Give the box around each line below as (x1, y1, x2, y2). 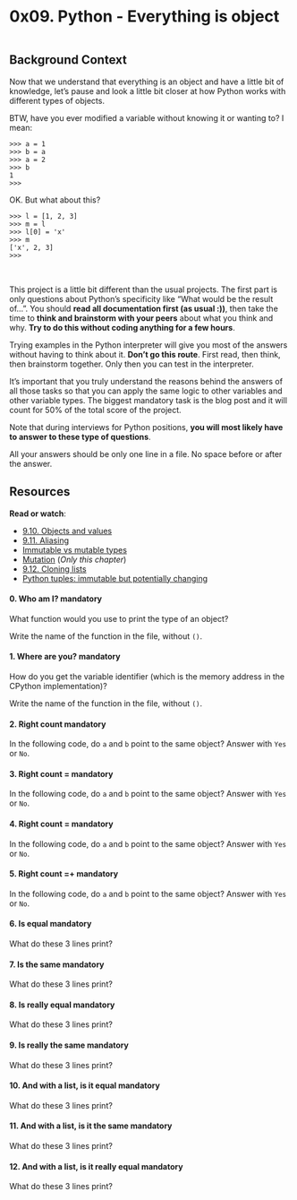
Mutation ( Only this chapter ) (21, 554, 127, 565)
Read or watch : (9, 508, 67, 519)
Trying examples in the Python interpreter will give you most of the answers (9, 339, 288, 350)
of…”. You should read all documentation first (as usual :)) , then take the (9, 303, 279, 314)
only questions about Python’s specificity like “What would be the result (9, 293, 274, 304)
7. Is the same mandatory (9, 959, 105, 970)
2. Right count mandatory (9, 719, 106, 729)
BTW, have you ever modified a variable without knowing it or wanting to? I (9, 112, 284, 123)
